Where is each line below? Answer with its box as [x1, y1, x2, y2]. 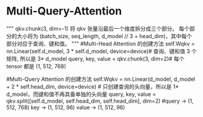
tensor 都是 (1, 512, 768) [6, 62, 67, 70]
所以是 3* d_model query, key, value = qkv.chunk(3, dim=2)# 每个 [19, 55, 185, 62]
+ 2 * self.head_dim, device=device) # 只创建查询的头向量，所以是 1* [6, 83, 179, 90]
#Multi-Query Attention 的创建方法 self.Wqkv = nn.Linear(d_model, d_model [6, 75, 196, 83]
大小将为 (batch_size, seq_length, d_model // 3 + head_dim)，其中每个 [16, 32, 193, 40]
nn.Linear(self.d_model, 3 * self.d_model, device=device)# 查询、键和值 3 [6, 47, 190, 55]
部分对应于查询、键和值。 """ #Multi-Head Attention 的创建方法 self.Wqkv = [6, 40, 195, 47]
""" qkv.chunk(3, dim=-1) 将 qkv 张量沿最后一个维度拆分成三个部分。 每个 [6, 25, 190, 32]
